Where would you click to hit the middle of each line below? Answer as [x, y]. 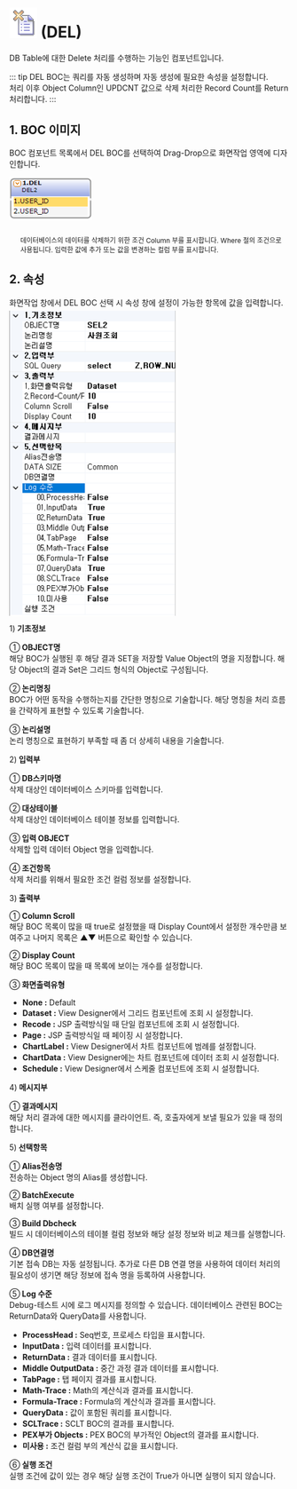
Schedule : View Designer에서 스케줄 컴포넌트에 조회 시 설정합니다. [141, 1069]
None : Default [49, 1002]
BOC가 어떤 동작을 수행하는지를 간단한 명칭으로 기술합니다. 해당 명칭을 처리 [139, 700]
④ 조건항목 [30, 868]
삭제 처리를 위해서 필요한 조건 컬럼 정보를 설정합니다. [100, 879]
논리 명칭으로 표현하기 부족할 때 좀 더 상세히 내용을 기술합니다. [117, 741]
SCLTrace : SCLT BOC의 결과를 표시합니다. [98, 1424]
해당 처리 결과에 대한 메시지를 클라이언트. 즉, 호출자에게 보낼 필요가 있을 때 [138, 1118]
